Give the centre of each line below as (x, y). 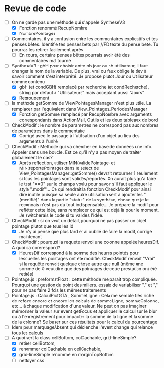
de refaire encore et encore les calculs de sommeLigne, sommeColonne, (85, 301)
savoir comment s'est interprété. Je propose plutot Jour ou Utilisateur (82, 76)
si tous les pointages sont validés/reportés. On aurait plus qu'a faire (87, 178)
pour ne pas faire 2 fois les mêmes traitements (59, 290)
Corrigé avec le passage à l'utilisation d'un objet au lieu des (79, 135)
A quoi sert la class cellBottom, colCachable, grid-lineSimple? (74, 338)
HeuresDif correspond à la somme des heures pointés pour (79, 253)
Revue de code (36, 9)
